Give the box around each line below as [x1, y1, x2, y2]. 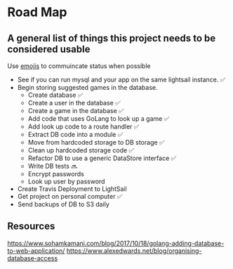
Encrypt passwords [27, 170, 84, 178]
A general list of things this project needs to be [7, 32, 216, 44]
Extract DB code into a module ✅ [27, 131, 124, 138]
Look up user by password [27, 177, 105, 185]
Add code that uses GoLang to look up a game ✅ [27, 114, 170, 123]
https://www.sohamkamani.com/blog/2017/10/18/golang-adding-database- [7, 239, 225, 247]
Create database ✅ [27, 91, 84, 99]
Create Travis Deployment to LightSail [17, 185, 128, 193]
